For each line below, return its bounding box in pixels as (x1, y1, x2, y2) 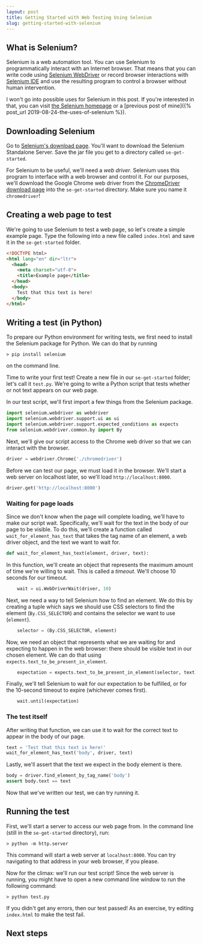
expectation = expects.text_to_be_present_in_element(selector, (17, 669, 182, 675)
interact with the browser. (6, 444, 70, 451)
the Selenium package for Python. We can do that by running (6, 340, 158, 347)
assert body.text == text (6, 778, 71, 785)
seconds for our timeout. (6, 574, 68, 581)
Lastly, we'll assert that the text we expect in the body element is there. (6, 761, 183, 768)
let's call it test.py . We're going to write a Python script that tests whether (6, 380, 191, 387)
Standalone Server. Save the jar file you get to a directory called (6, 148, 164, 156)
